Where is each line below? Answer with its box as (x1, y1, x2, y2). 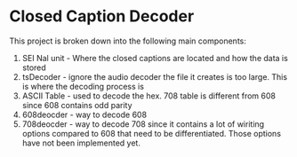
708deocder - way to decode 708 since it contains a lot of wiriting (21, 118, 265, 130)
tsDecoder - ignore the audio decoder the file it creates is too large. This (21, 71, 287, 82)
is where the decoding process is (21, 81, 145, 91)
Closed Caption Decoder (9, 6, 195, 27)
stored (21, 62, 46, 73)
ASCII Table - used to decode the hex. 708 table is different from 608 (21, 90, 276, 101)
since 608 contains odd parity (21, 99, 132, 110)
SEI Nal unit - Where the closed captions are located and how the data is (21, 52, 289, 63)
